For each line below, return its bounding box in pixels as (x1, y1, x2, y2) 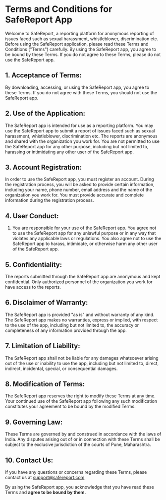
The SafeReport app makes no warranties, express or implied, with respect (5, 316, 158, 323)
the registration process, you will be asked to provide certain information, (5, 182, 155, 187)
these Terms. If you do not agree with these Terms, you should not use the (5, 89, 158, 95)
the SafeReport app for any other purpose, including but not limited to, (5, 143, 149, 149)
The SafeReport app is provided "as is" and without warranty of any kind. (5, 312, 155, 317)
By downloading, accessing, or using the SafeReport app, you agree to (5, 84, 150, 90)
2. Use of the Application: (5, 109, 86, 118)
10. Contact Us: (5, 456, 54, 464)
